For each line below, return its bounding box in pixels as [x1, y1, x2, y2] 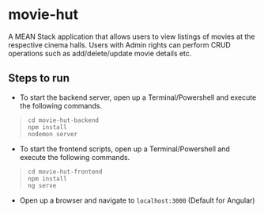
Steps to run [8, 71, 70, 85]
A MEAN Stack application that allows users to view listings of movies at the [8, 32, 255, 41]
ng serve [27, 181, 57, 189]
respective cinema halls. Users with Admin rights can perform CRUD [8, 40, 231, 49]
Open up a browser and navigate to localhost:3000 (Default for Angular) [19, 196, 255, 205]
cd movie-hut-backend [27, 116, 99, 124]
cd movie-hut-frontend [27, 168, 103, 176]
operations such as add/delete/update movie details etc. [8, 48, 192, 58]
